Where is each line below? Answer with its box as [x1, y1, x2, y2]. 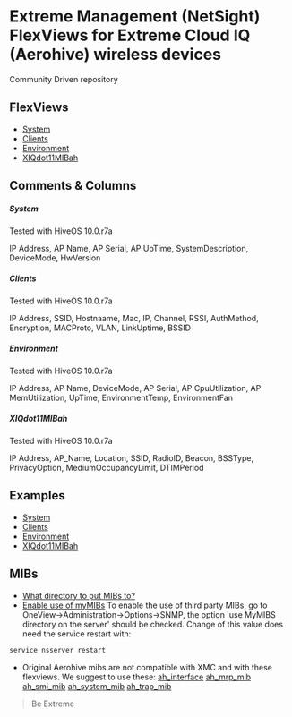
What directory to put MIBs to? [21, 590, 136, 601]
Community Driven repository [9, 73, 118, 84]
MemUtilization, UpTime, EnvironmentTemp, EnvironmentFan [9, 392, 234, 404]
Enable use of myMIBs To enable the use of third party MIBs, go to [21, 600, 268, 610]
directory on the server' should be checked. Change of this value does [21, 619, 284, 629]
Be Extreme [30, 698, 74, 709]
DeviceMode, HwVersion [9, 252, 101, 263]
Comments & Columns [9, 178, 137, 193]
